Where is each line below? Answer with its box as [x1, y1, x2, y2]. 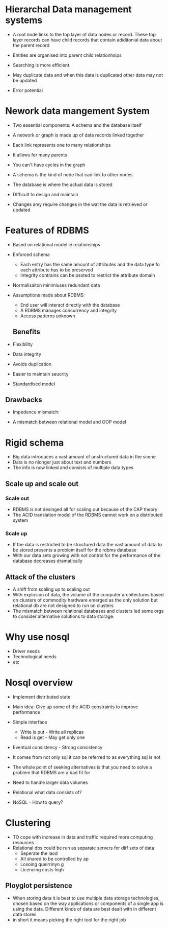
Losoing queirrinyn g [20, 861, 64, 867]
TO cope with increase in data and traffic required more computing [12, 834, 153, 840]
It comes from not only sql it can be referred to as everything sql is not [12, 754, 161, 760]
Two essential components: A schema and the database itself [12, 122, 142, 128]
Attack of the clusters [5, 572, 75, 581]
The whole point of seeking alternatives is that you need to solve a [12, 764, 152, 770]
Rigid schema [5, 437, 64, 448]
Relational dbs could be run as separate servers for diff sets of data [12, 845, 154, 851]
